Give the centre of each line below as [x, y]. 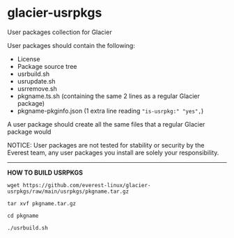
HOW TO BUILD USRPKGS [45, 173]
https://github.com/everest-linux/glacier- [87, 185]
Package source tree [47, 66]
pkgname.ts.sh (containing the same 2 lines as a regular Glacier [108, 96]
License [29, 59]
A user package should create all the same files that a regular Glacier [106, 124]
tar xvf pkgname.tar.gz [42, 203]
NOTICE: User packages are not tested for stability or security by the [106, 145]
